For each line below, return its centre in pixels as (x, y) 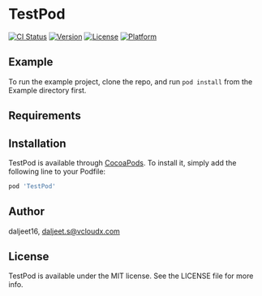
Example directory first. (47, 90)
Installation (37, 143)
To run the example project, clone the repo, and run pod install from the (131, 81)
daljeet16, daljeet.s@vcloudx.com (64, 231)
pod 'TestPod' (32, 186)
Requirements (45, 116)
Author (26, 212)
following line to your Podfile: (57, 171)
